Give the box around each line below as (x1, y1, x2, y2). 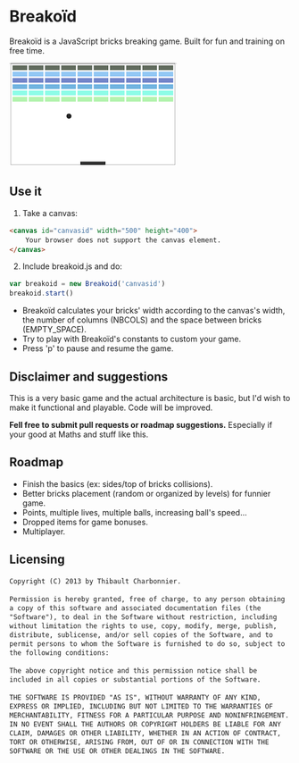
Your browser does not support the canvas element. (25, 235, 221, 245)
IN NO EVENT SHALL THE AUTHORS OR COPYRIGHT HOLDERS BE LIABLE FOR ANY (9, 719, 281, 729)
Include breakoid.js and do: (21, 261, 123, 272)
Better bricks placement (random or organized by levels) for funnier (21, 488, 271, 499)
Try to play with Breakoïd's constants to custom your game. (21, 333, 242, 345)
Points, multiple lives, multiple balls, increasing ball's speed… (21, 507, 247, 517)
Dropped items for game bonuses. (21, 516, 149, 527)
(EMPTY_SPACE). (21, 324, 87, 335)
